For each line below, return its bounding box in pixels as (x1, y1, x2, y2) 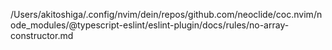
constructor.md (10, 30, 74, 41)
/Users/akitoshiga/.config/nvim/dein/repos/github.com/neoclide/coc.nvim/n (10, 9, 323, 20)
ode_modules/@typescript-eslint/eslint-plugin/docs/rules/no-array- (10, 19, 290, 31)
